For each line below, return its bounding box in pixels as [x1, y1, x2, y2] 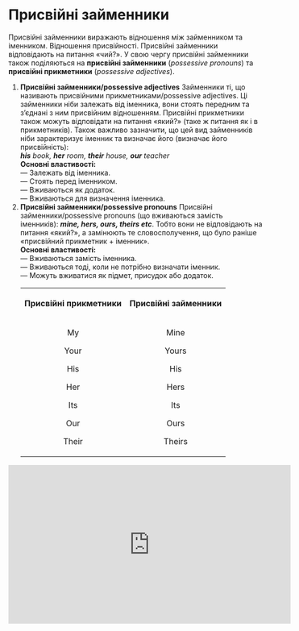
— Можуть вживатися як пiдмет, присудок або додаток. [19, 270, 214, 280]
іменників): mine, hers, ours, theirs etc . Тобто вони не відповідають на [19, 219, 263, 229]
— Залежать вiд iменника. [19, 168, 111, 177]
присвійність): [19, 142, 69, 152]
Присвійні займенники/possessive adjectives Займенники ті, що [19, 82, 246, 92]
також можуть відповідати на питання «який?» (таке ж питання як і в [19, 116, 258, 126]
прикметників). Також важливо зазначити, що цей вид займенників [19, 125, 253, 135]
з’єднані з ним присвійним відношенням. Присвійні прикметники [19, 107, 244, 118]
